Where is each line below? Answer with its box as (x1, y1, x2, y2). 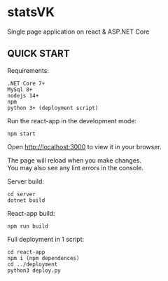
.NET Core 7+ (7, 80, 45, 87)
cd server (7, 191, 36, 198)
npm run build (7, 222, 49, 230)
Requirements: (7, 66, 49, 74)
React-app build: (7, 209, 55, 217)
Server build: (7, 177, 44, 186)
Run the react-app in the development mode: (7, 116, 137, 125)
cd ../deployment (7, 261, 58, 268)
